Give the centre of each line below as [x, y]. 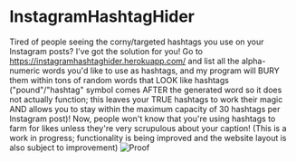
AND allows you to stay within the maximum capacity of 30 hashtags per [145, 109]
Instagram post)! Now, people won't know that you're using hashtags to [143, 119]
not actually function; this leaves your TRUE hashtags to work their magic [146, 99]
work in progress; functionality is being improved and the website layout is [148, 138]
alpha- [253, 61]
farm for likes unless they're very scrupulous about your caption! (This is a [148, 128]
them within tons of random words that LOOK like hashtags [119, 80]
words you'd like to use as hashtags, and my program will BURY [161, 71]
